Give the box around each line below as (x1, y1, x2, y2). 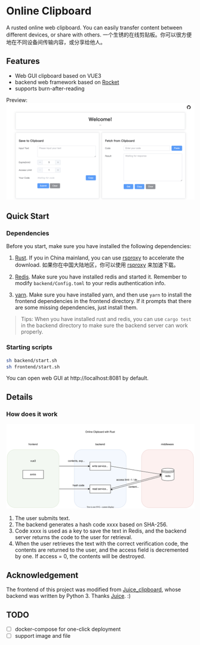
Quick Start (6, 211, 50, 222)
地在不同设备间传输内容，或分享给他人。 (6, 38, 106, 45)
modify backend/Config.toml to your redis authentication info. (14, 280, 166, 287)
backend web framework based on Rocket (14, 78, 119, 85)
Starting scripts (6, 343, 53, 351)
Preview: (6, 96, 28, 103)
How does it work (6, 409, 58, 418)
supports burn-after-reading (14, 85, 85, 92)
